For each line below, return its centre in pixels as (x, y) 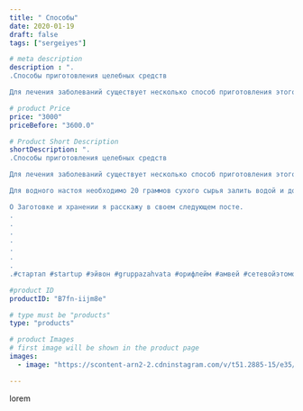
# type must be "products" (60, 315)
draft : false (34, 34)
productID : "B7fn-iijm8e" (58, 298)
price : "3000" (36, 117)
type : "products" (42, 324)
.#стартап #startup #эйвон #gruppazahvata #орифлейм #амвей (125, 274)
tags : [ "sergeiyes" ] (48, 43)
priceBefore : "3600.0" (52, 125)
